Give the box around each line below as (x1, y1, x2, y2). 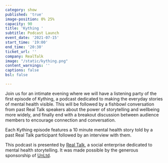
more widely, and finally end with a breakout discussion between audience (5, 111, 159, 117)
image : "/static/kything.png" (5, 58, 68, 63)
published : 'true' (5, 12, 43, 17)
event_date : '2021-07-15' (5, 35, 59, 40)
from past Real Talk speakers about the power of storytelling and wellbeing (5, 106, 160, 112)
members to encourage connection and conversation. (5, 117, 116, 123)
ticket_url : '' (5, 49, 37, 54)
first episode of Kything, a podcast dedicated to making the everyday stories (5, 95, 163, 101)
